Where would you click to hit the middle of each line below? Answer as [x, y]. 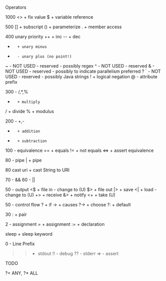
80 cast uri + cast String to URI [37, 170]
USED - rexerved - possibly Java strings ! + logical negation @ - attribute [81, 77]
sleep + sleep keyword [29, 234]
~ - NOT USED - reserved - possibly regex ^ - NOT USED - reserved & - [80, 66]
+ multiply [29, 102]
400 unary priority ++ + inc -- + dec [43, 37]
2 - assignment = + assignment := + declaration [55, 224]
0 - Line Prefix [20, 244]
